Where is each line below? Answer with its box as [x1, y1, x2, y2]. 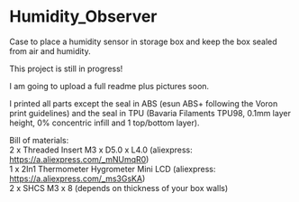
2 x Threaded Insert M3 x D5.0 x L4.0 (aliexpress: [9, 144, 194, 155]
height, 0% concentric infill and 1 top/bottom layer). [9, 117, 200, 128]
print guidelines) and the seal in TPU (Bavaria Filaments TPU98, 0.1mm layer [9, 107, 291, 118]
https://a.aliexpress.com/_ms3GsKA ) [9, 173, 146, 184]
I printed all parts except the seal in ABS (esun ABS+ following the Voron [9, 97, 278, 109]
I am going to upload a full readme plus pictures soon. [9, 80, 210, 91]
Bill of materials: [9, 134, 69, 145]
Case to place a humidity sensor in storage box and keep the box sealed [9, 36, 277, 47]
